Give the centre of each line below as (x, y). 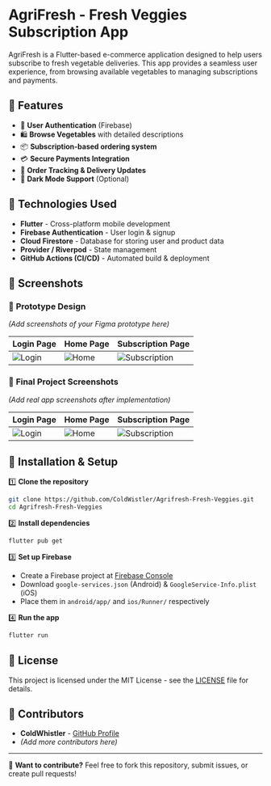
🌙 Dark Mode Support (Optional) (75, 179)
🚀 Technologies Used (63, 204)
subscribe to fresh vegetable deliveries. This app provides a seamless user (133, 63)
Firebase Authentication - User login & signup (98, 232)
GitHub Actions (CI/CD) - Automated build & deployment (115, 258)
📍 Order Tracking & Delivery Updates (83, 170)
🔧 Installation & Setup (63, 461)
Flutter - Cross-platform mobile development (95, 223)
